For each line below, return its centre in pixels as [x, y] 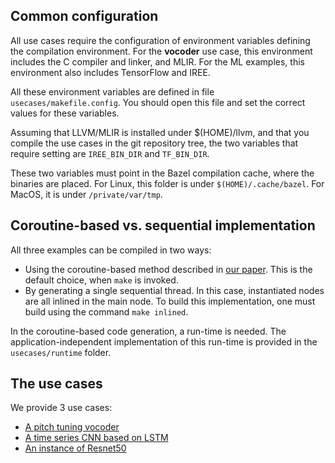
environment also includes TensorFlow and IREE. [110, 72]
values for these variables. [65, 113]
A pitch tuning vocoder [72, 427]
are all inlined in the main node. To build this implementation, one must [170, 301]
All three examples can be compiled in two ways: [111, 250]
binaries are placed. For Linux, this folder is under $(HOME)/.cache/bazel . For [167, 183]
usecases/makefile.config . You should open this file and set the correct [158, 102]
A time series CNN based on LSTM [96, 438]
